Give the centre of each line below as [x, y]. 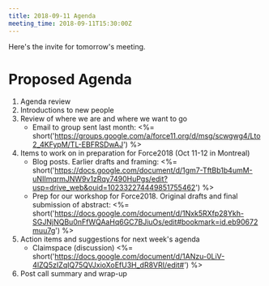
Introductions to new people [67, 110]
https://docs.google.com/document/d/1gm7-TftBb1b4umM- [154, 170]
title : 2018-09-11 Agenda [52, 16]
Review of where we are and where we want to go [104, 119]
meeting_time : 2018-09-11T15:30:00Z [70, 23]
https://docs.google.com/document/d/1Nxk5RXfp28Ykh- [149, 213]
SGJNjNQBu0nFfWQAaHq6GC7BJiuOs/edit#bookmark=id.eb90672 [145, 222]
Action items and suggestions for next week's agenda [110, 239]
